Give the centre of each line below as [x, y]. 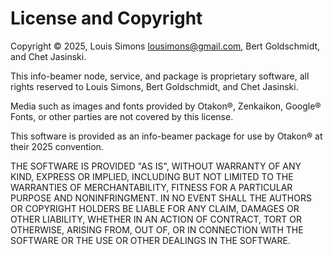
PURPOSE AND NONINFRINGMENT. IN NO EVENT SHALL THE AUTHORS [161, 198]
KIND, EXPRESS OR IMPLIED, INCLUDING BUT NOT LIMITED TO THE [152, 176]
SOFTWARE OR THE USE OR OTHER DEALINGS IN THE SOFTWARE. [150, 240]
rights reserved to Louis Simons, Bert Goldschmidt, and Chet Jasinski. [154, 86]
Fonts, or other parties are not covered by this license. [122, 116]
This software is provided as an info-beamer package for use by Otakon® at [166, 136]
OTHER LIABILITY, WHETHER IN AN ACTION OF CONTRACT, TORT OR [156, 219]
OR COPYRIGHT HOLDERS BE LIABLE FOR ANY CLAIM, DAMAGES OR [155, 208]
